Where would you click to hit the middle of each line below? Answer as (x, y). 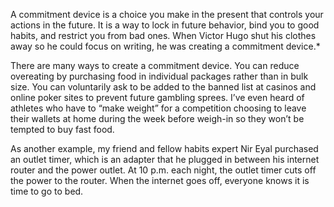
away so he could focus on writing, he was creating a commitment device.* (165, 46)
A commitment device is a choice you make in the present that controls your (167, 14)
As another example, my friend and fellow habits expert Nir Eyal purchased (164, 148)
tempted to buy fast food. (62, 129)
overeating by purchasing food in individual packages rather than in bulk (159, 76)
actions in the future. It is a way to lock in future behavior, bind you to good (165, 25)
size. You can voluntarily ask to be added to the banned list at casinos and (163, 87)
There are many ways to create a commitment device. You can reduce (155, 65)
